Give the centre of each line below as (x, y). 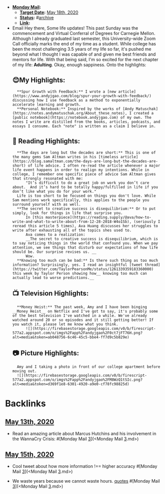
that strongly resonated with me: (48, 178)
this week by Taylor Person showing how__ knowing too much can (80, 273)
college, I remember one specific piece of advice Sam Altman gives (84, 174)
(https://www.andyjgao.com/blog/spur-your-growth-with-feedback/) (82, 96)
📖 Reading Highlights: (46, 141)
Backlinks (26, 404)
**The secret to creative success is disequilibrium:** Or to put (86, 209)
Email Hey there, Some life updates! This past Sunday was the (75, 28)
